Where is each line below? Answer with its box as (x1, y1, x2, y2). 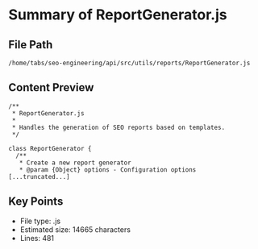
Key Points (8, 195, 64, 209)
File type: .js (19, 216, 61, 226)
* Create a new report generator (19, 159, 131, 167)
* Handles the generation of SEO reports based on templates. (11, 123, 226, 131)
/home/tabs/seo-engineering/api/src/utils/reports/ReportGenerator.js (8, 59, 251, 67)
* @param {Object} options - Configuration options (19, 165, 197, 174)
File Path (8, 38, 53, 52)
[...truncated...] (8, 172, 70, 181)
